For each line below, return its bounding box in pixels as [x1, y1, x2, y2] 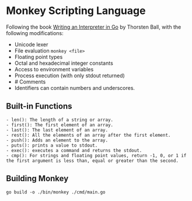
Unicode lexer [14, 41, 48, 48]
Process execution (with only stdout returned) [14, 72, 125, 79]
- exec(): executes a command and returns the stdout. [6, 147, 142, 153]
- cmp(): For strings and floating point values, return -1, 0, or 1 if [6, 153, 187, 158]
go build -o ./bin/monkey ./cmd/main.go [6, 189, 106, 195]
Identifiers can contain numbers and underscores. [14, 84, 135, 91]
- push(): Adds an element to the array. [6, 137, 109, 143]
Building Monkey [6, 174, 69, 183]
